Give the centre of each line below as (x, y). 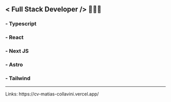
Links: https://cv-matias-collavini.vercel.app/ (52, 94)
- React (15, 38)
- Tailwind (18, 78)
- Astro (14, 65)
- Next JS (17, 51)
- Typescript (21, 24)
